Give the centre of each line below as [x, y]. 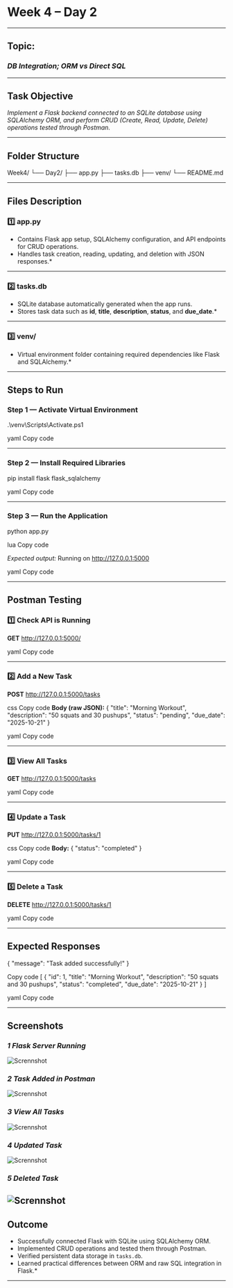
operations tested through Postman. [59, 128]
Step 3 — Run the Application [58, 516]
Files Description [44, 201]
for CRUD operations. [48, 246]
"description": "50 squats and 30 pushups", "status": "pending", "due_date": [116, 715]
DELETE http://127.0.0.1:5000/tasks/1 [59, 904]
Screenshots [35, 1025]
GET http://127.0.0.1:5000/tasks [52, 779]
